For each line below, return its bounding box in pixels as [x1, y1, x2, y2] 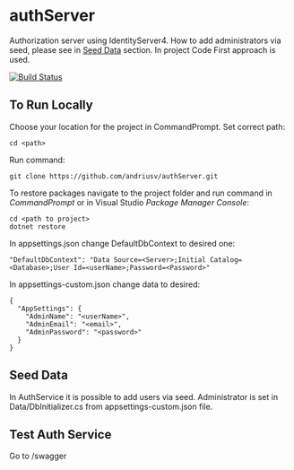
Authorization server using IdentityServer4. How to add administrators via [9, 35, 281, 46]
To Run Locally [9, 98, 93, 113]
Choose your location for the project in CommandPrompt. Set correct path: [9, 121, 285, 132]
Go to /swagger [9, 450, 67, 462]
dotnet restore [9, 222, 66, 231]
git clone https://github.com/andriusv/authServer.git [9, 171, 219, 180]
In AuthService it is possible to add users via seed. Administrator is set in [9, 391, 279, 402]
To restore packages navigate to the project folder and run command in [9, 187, 273, 198]
